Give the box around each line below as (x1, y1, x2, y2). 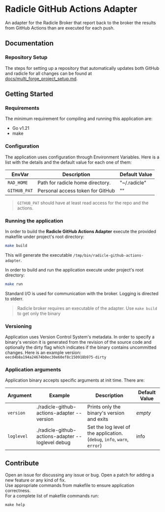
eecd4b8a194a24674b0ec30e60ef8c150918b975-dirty (5, 355, 107, 360)
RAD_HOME (7, 180, 28, 185)
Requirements (5, 104, 40, 111)
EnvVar (11, 171, 29, 178)
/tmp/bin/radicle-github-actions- (73, 253, 144, 258)
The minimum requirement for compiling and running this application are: (5, 116, 153, 121)
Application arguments (5, 366, 61, 373)
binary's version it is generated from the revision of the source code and (5, 339, 152, 345)
